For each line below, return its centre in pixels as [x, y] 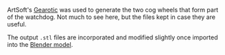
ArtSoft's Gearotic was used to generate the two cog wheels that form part [113, 10]
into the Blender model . [40, 44]
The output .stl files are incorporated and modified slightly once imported [113, 37]
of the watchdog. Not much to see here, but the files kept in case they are [111, 17]
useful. [17, 24]
